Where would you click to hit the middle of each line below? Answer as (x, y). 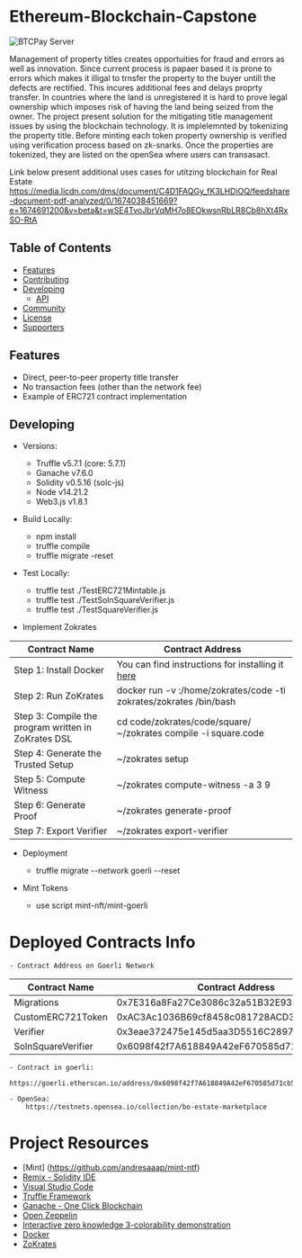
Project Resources (80, 1142)
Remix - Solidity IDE (59, 1177)
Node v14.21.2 (62, 492)
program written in (53, 728)
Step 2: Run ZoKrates (59, 696)
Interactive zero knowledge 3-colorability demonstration (126, 1225)
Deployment (45, 853)
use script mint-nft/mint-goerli (92, 905)
